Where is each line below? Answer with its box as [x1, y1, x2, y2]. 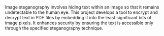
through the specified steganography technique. [5, 25, 103, 31]
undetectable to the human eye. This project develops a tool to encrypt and [5, 9, 158, 15]
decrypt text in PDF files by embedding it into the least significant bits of [5, 15, 152, 20]
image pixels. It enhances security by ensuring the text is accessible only [5, 20, 154, 26]
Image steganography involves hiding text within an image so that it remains [5, 4, 159, 10]
